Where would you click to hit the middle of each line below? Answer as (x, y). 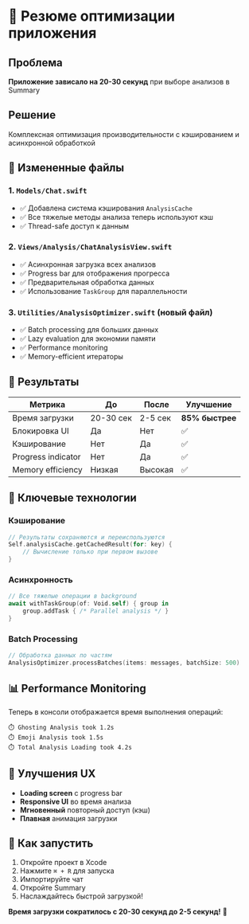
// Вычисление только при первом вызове (90, 552)
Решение (32, 115)
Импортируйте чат (51, 879)
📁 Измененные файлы (66, 168)
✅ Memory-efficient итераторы (71, 357)
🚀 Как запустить (51, 843)
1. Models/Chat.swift (48, 190)
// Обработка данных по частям (60, 656)
